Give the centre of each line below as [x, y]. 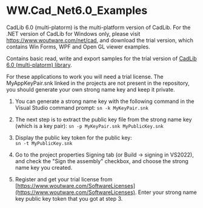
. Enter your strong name [166, 192]
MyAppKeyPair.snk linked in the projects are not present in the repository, [98, 83]
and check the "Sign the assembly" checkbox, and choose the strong [102, 161]
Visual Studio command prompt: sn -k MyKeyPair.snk [82, 107]
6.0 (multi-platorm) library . [39, 65]
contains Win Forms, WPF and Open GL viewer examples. [78, 47]
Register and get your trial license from [64, 179]
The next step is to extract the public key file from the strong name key [103, 119]
